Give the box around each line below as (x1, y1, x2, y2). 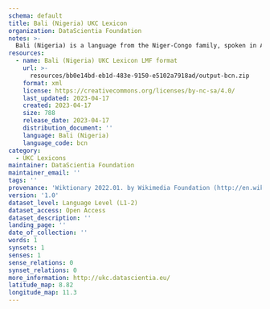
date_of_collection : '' (8, 229, 88, 237)
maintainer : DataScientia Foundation (8, 162, 135, 170)
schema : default (8, 11, 63, 20)
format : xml (22, 79, 63, 87)
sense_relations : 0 (8, 258, 74, 266)
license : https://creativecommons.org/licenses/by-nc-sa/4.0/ (22, 86, 235, 95)
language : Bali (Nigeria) (22, 131, 110, 139)
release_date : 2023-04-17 (22, 117, 110, 125)
